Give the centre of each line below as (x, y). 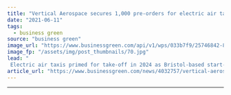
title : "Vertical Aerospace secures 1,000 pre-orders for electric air (112, 13)
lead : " (18, 59)
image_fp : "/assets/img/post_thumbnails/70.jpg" (78, 52)
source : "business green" (44, 39)
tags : (15, 26)
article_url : (26, 71)
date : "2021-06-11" (35, 20)
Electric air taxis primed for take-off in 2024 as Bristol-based (107, 65)
